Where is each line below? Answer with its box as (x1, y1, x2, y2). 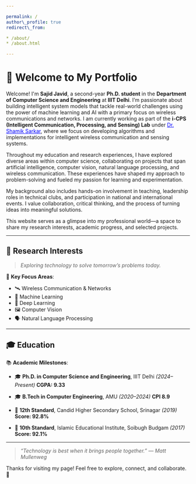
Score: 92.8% (14, 413, 49, 420)
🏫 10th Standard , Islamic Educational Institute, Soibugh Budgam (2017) (14, 424, 185, 431)
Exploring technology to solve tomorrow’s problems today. (20, 262, 162, 269)
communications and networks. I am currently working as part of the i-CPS (6, 115, 187, 122)
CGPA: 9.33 (36, 381, 65, 388)
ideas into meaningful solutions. (6, 206, 83, 214)
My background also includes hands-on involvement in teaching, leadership (6, 188, 188, 195)
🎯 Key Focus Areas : (6, 273, 54, 280)
